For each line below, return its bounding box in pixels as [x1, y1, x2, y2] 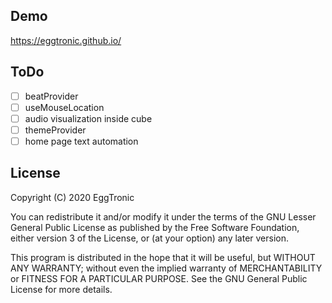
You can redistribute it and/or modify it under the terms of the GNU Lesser [10, 210, 317, 223]
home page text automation [24, 135, 139, 147]
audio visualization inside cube [24, 112, 153, 124]
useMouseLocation [24, 101, 105, 113]
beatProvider [24, 90, 79, 102]
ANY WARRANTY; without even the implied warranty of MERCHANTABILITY [10, 262, 323, 274]
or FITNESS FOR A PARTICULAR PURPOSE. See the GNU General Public [10, 272, 308, 284]
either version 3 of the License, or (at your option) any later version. [10, 232, 290, 244]
